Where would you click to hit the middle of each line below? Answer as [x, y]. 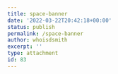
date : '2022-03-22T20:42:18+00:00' [60, 20]
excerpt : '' [25, 47]
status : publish [31, 27]
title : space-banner [38, 14]
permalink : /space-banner [45, 33]
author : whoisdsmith [38, 40]
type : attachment [33, 54]
